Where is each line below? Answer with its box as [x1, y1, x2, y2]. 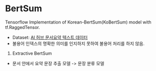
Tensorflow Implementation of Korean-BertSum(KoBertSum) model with [5, 19, 152, 25]
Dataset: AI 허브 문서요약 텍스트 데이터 [12, 34, 88, 40]
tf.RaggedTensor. [5, 24, 40, 30]
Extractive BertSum [12, 50, 52, 56]
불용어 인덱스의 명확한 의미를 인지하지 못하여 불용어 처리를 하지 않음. [12, 40, 145, 47]
